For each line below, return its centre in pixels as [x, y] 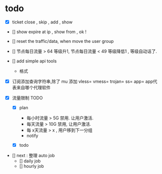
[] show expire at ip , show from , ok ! [49, 32]
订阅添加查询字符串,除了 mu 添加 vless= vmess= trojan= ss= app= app [82, 81]
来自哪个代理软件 [33, 88]
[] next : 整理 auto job [33, 155]
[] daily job [30, 161]
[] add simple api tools [34, 61]
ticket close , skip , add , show [42, 22]
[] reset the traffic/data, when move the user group [63, 41]
